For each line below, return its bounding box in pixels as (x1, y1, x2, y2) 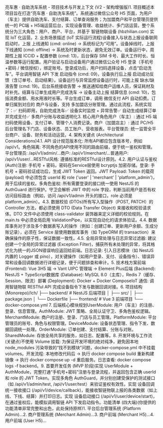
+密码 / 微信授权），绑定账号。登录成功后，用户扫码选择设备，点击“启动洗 (5, 65, 152, 71)
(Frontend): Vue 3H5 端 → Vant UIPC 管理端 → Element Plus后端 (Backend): (5, 266, 156, 271)
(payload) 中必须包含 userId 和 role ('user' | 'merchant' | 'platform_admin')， (5, 175, 157, 180)
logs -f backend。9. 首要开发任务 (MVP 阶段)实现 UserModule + (5, 363, 133, 369)
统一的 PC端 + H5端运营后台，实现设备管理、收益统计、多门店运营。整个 (5, 22, 150, 28)
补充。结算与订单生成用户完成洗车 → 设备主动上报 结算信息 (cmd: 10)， (9, 89, 152, 95)
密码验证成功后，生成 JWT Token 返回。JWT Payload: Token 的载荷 (18, 168, 154, 174)
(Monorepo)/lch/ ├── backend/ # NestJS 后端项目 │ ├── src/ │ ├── (5, 290, 143, 296)
